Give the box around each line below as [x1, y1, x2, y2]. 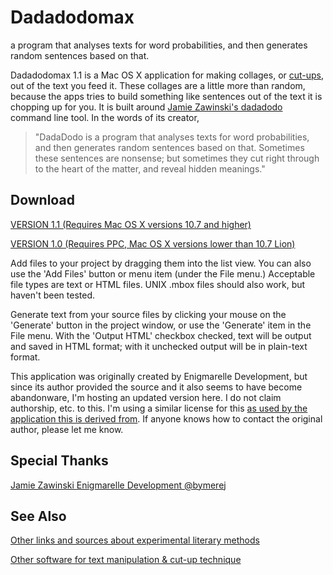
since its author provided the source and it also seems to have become [10, 381, 303, 393]
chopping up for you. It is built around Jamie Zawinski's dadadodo [10, 101, 283, 113]
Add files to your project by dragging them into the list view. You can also [10, 257, 312, 269]
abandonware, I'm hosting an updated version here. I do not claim [10, 391, 282, 403]
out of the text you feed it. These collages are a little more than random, [10, 79, 306, 91]
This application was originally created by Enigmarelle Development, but [10, 370, 308, 382]
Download [10, 192, 75, 209]
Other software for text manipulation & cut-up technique [10, 554, 242, 566]
